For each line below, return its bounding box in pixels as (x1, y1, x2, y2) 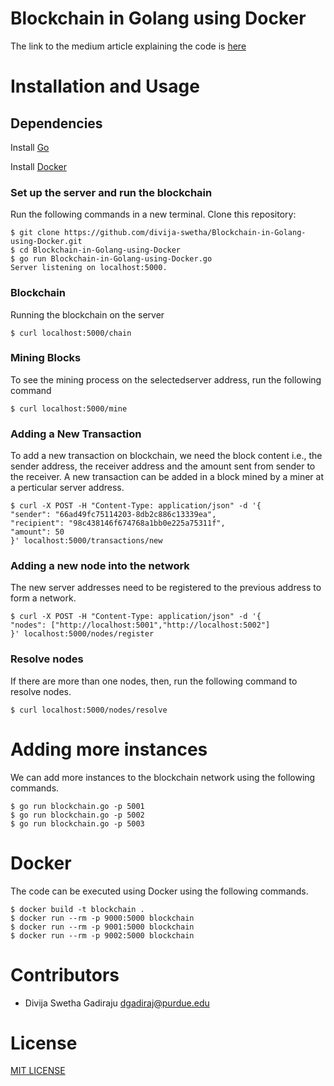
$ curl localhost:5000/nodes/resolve (10, 705, 168, 715)
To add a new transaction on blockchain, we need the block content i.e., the (10, 450, 323, 462)
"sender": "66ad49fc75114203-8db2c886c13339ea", (10, 510, 217, 520)
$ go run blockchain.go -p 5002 (10, 810, 145, 820)
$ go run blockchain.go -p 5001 (10, 801, 145, 811)
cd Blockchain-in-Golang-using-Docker (19, 245, 182, 256)
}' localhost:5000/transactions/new (10, 536, 163, 546)
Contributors (10, 963, 120, 986)
